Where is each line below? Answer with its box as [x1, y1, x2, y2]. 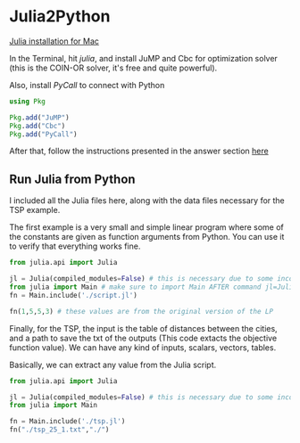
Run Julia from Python [9, 171, 136, 186]
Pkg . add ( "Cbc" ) [9, 121, 66, 130]
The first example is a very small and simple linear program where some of [9, 222, 284, 233]
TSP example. [9, 205, 61, 216]
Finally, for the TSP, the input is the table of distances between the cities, [9, 323, 279, 333]
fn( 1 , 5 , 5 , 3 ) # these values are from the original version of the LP [9, 307, 274, 316]
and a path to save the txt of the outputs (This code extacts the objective [9, 332, 278, 343]
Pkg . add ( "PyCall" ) [9, 129, 78, 139]
